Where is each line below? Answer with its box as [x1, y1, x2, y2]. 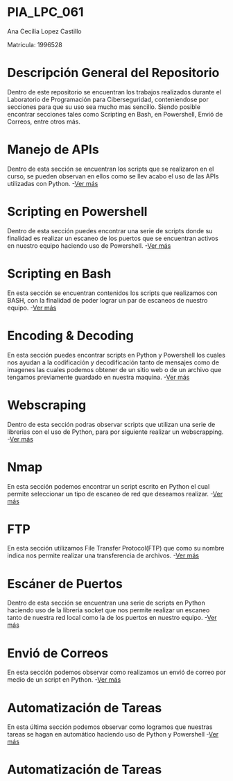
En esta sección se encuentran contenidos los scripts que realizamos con [7, 289, 218, 297]
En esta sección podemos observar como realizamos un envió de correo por [7, 668, 226, 677]
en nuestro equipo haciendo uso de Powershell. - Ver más [7, 241, 171, 250]
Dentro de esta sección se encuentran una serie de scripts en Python [7, 598, 206, 607]
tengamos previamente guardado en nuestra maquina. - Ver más [7, 373, 190, 381]
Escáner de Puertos [7, 576, 123, 591]
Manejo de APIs [7, 142, 99, 158]
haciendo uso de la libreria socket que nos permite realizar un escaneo [7, 606, 210, 614]
